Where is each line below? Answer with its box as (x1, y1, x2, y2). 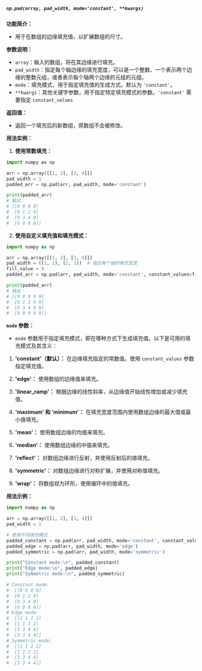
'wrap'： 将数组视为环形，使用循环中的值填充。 (14, 480, 133, 487)
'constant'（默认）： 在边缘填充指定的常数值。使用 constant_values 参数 (14, 355, 194, 362)
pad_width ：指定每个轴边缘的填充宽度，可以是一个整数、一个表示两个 (14, 66, 188, 73)
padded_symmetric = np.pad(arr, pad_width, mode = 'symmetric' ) (6, 549, 165, 555)
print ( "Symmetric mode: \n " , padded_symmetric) (6, 571, 125, 577)
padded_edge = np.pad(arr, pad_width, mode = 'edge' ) (6, 543, 138, 549)
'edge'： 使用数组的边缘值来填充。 (14, 376, 102, 383)
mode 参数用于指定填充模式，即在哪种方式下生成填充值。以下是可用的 (14, 335, 186, 342)
